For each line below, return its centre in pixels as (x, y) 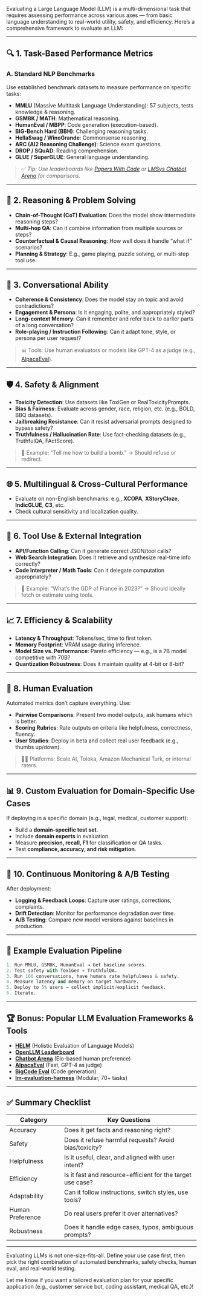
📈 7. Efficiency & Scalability (60, 621)
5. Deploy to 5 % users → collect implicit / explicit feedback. (86, 988)
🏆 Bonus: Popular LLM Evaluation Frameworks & (100, 1018)
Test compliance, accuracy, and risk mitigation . (76, 849)
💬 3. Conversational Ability (57, 285)
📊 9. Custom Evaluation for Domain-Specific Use (101, 791)
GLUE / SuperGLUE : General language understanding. (82, 157)
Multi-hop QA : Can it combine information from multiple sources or (99, 228)
